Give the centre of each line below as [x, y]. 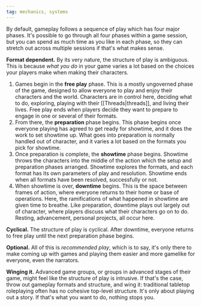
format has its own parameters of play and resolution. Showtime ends [101, 173]
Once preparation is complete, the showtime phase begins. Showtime [101, 154]
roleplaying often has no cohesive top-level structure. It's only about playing [100, 291]
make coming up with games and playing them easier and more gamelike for [100, 254]
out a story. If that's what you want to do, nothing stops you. [80, 297]
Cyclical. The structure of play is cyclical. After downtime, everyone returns [100, 229]
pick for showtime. [38, 148]
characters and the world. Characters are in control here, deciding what [103, 97]
